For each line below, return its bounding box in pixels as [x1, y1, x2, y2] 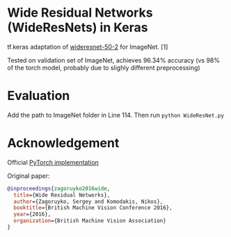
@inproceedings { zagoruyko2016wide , [7, 185, 111, 192]
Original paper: [7, 172, 50, 180]
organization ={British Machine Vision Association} [13, 218, 167, 224]
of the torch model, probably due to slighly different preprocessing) [7, 63, 200, 72]
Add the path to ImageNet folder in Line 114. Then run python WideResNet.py [7, 111, 225, 119]
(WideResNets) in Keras [7, 19, 148, 35]
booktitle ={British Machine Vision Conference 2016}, [13, 204, 173, 211]
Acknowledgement [7, 136, 120, 151]
